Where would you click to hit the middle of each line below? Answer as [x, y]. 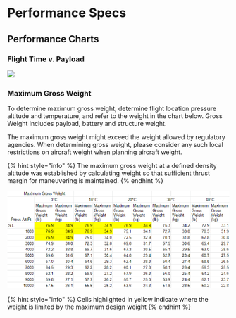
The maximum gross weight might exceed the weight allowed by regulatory [116, 137]
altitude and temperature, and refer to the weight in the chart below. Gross [115, 116]
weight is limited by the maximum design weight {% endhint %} [99, 307]
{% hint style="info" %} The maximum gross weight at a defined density [112, 166]
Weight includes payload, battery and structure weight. [87, 124]
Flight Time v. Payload [46, 59]
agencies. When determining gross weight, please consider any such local [115, 145]
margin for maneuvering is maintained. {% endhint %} [86, 181]
